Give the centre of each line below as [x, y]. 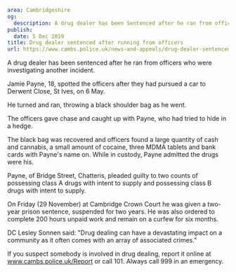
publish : [20, 30]
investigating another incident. [51, 70]
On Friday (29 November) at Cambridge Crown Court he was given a [106, 205]
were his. [20, 162]
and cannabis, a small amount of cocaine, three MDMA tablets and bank [112, 147]
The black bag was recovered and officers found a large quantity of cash [113, 140]
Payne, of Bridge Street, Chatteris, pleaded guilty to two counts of [103, 176]
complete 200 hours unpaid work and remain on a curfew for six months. [113, 219]
